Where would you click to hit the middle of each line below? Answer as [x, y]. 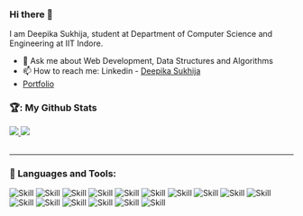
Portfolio [38, 84]
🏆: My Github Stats [53, 108]
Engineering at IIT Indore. [56, 43]
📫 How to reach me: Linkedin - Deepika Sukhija [111, 71]
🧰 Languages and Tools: [63, 173]
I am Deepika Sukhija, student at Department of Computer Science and [141, 34]
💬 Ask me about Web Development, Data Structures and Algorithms [147, 61]
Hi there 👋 [32, 14]
